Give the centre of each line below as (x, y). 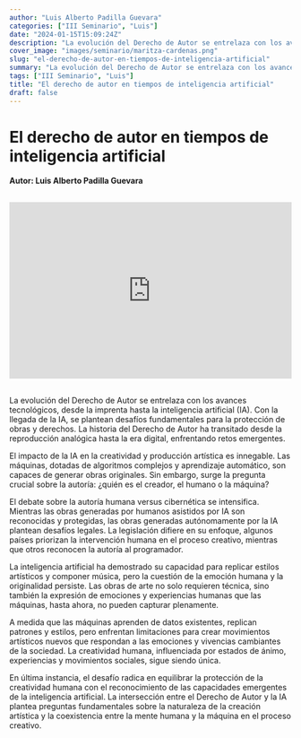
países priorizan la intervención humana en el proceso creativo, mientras (143, 540)
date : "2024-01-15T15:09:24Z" (66, 34)
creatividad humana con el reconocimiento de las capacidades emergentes (148, 688)
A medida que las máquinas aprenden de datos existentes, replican (133, 622)
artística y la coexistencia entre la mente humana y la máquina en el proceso (150, 716)
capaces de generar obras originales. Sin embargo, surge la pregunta (138, 475)
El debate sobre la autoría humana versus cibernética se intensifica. (134, 502)
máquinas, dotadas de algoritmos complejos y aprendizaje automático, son (148, 465)
